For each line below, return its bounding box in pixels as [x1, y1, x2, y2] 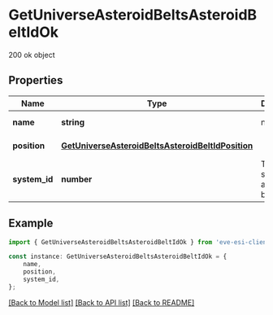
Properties [8, 73, 63, 87]
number [60, 173, 93, 185]
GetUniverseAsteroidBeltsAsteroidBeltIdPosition [60, 140, 253, 151]
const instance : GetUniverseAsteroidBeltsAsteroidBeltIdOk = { [8, 252, 227, 261]
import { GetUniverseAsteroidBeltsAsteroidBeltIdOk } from [8, 238, 213, 246]
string [60, 116, 85, 128]
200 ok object [8, 50, 55, 59]
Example [8, 217, 54, 230]
